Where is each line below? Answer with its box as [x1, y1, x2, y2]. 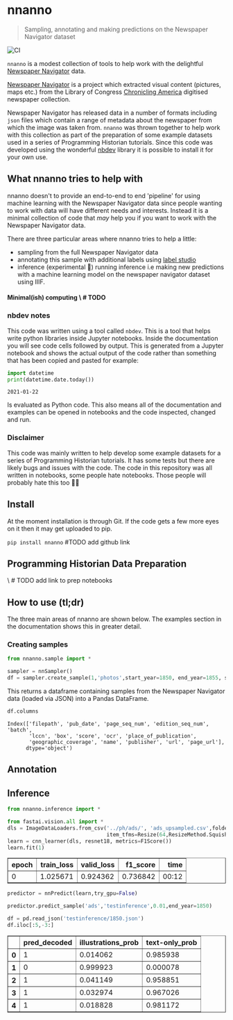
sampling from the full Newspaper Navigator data [17, 248, 159, 256]
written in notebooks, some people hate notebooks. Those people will [7, 471, 207, 479]
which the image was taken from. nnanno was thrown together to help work [7, 123, 221, 131]
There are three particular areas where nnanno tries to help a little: [7, 234, 197, 243]
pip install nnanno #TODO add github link [7, 537, 130, 546]
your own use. [7, 152, 49, 161]
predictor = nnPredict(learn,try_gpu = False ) [7, 890, 138, 897]
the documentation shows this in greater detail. [7, 622, 142, 631]
